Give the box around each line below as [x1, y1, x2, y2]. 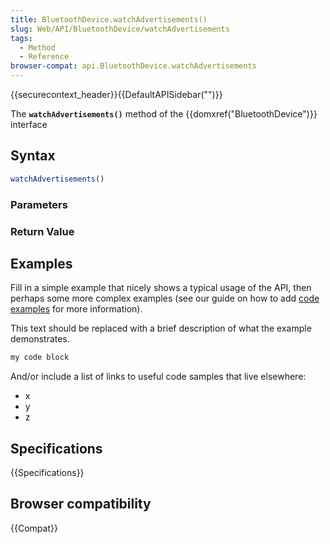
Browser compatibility [10, 496, 152, 513]
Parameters [10, 197, 68, 211]
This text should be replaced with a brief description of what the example [10, 322, 312, 335]
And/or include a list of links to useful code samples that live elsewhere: [10, 371, 307, 383]
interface [10, 119, 48, 130]
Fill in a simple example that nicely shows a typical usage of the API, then [10, 282, 312, 294]
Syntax [10, 147, 56, 165]
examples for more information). [10, 303, 143, 315]
